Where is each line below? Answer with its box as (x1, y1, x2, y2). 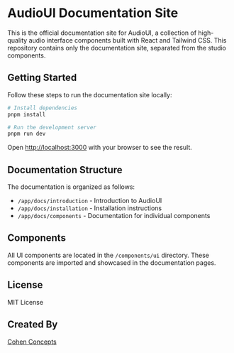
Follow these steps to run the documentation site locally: (7, 90, 172, 99)
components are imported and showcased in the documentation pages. (7, 258, 216, 267)
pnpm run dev (7, 130, 46, 138)
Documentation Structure (7, 163, 123, 175)
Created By (7, 318, 58, 331)
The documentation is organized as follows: (7, 183, 135, 191)
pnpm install (7, 111, 46, 118)
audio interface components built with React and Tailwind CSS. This (28, 36, 227, 44)
